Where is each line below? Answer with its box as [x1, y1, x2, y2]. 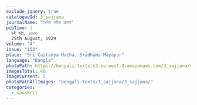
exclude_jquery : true [6, 8, 59, 15]
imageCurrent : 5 [6, 73, 46, 79]
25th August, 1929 [11, 36, 57, 41]
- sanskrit [11, 90, 38, 96]
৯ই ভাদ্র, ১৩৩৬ [11, 30, 38, 36]
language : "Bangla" [6, 57, 54, 63]
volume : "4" [6, 41, 35, 47]
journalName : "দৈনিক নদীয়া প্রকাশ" [6, 19, 74, 25]
